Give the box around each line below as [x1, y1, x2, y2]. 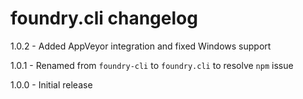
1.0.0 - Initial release [10, 78, 93, 91]
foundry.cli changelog [10, 7, 198, 30]
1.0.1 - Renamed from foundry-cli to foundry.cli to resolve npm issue [10, 59, 294, 71]
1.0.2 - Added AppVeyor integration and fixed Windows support [10, 40, 272, 52]
